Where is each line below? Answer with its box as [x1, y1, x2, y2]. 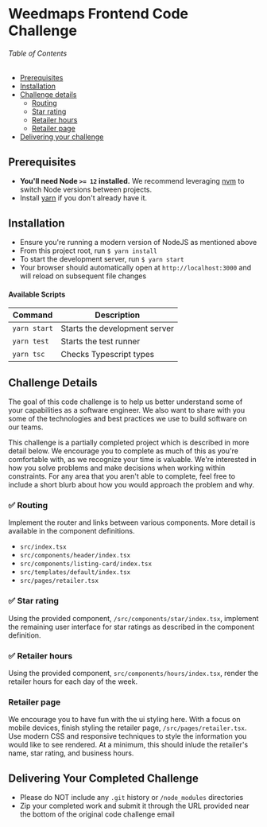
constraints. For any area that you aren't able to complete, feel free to [8, 472, 236, 481]
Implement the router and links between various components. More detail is [8, 518, 256, 527]
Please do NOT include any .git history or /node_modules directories [19, 793, 244, 802]
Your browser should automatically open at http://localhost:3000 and [19, 263, 252, 273]
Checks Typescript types [60, 349, 155, 360]
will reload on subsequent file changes [19, 271, 147, 281]
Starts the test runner [60, 336, 141, 347]
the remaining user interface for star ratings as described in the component [8, 622, 255, 631]
